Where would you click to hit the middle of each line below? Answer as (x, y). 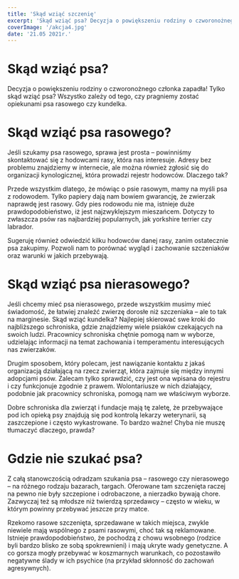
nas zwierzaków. (32, 350)
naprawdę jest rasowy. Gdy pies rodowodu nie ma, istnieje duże (101, 204)
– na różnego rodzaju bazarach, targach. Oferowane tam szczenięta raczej (117, 486)
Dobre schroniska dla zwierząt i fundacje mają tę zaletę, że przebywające (115, 407)
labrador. (21, 227)
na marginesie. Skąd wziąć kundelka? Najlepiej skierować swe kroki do (111, 319)
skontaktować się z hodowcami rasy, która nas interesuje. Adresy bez (110, 160)
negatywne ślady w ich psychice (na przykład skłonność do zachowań (111, 560)
